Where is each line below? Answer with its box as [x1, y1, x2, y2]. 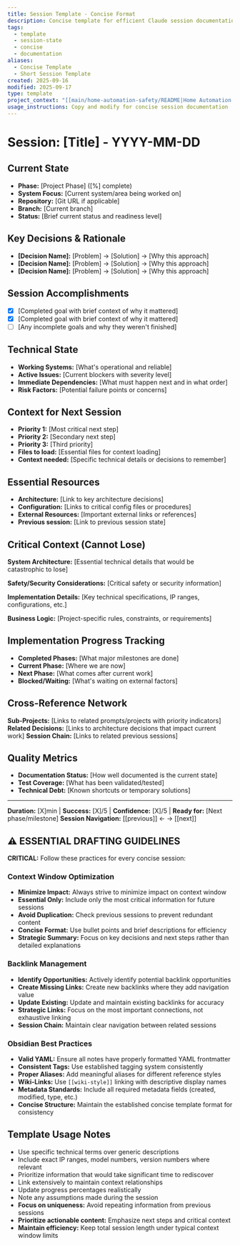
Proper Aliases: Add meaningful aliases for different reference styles [17, 1070, 221, 1079]
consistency [17, 1108, 54, 1116]
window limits [17, 1231, 59, 1239]
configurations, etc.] [7, 600, 67, 609]
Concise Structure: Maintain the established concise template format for [17, 1101, 233, 1109]
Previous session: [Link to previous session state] [17, 518, 166, 526]
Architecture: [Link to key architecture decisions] [17, 495, 164, 504]
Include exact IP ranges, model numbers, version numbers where [17, 1155, 210, 1164]
